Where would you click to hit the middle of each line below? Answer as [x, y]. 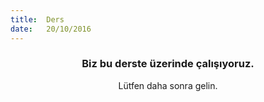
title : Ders [37, 19]
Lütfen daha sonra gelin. [168, 85]
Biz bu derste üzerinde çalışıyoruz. [168, 64]
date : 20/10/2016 [51, 29]
